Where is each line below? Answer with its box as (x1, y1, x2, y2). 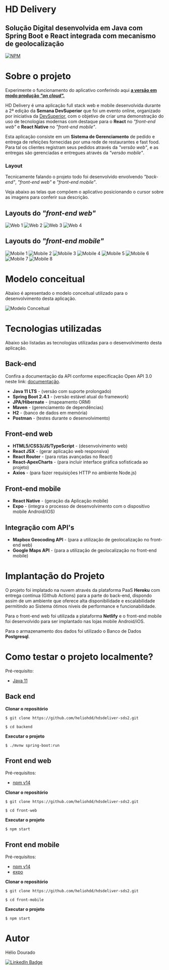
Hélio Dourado (5, 949, 35, 955)
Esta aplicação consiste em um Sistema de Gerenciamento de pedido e (5, 133, 155, 139)
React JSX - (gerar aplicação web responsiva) (12, 448, 109, 454)
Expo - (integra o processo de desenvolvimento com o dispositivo (12, 503, 150, 509)
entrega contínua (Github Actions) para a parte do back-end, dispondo (5, 592, 152, 598)
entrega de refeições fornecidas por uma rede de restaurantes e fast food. (5, 139, 160, 145)
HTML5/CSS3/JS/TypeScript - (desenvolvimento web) (12, 443, 128, 449)
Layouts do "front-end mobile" (5, 237, 104, 245)
